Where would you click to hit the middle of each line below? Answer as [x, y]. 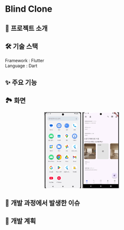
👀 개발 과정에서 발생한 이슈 [43, 203]
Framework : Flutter [25, 61]
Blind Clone [29, 9]
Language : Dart [21, 66]
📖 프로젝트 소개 [26, 28]
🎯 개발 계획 [21, 221]
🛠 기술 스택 [21, 46]
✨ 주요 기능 [21, 82]
